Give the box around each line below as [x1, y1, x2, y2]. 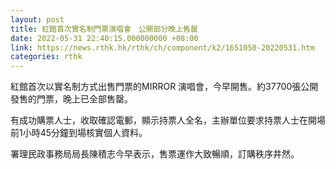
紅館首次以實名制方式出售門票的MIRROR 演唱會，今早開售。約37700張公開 [10, 81, 319, 93]
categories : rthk [10, 52, 83, 62]
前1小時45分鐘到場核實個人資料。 [10, 127, 148, 139]
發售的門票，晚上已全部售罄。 [10, 93, 133, 105]
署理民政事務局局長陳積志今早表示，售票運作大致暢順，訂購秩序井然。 [10, 148, 300, 160]
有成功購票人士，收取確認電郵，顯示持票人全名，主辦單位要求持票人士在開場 [10, 114, 326, 126]
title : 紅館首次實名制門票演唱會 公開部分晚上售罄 [10, 24, 198, 34]
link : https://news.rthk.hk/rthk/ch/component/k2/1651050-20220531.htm [10, 42, 315, 53]
